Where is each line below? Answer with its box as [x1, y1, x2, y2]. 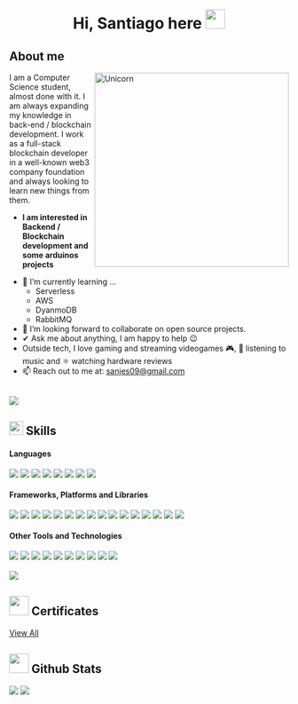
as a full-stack [9, 138, 62, 148]
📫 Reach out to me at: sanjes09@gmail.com [21, 366, 185, 376]
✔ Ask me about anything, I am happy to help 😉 [21, 333, 198, 344]
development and [21, 241, 89, 250]
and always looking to [9, 176, 90, 186]
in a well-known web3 [9, 157, 90, 168]
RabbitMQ [35, 314, 73, 324]
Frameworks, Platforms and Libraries [9, 489, 149, 501]
